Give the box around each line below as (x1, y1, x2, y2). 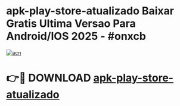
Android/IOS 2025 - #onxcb (6, 30, 146, 43)
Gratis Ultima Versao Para (6, 17, 136, 30)
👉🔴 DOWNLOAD (6, 71, 91, 85)
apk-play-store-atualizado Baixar (6, 4, 175, 18)
